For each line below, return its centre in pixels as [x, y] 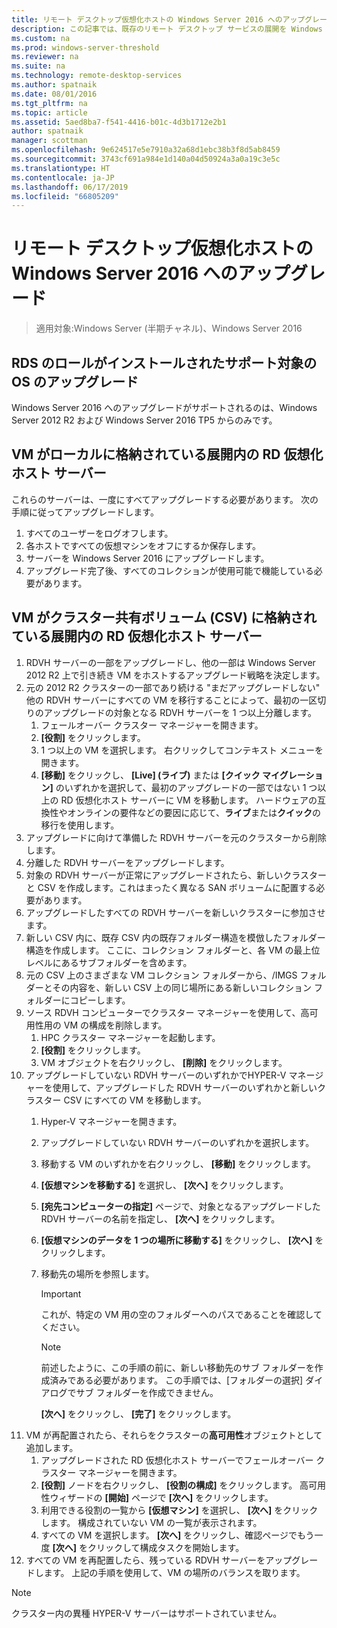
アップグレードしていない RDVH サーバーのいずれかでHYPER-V [156, 1075]
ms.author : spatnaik [54, 85]
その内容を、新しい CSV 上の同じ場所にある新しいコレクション [182, 987]
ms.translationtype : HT [61, 168]
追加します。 [52, 1447]
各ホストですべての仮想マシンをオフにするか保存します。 [143, 545]
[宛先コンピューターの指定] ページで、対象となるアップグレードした [180, 1206]
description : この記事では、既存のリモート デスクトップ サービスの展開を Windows [167, 29]
